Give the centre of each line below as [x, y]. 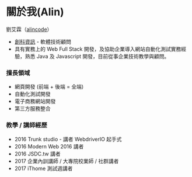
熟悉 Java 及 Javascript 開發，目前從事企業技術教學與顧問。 [97, 56]
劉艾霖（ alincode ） [29, 29]
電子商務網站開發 [35, 101]
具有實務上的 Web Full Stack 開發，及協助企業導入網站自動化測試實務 [98, 49]
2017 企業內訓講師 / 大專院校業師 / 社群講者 [67, 161]
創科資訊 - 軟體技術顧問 [43, 41]
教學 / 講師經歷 [27, 125]
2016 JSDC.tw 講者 [37, 154]
